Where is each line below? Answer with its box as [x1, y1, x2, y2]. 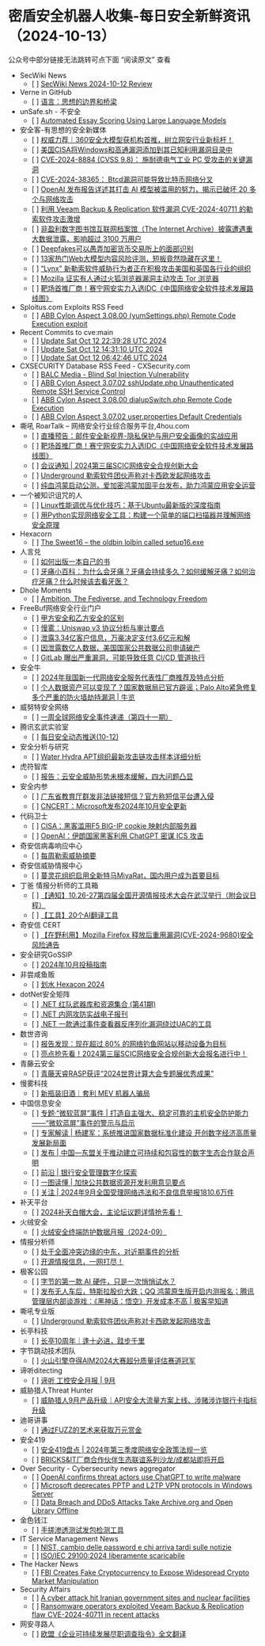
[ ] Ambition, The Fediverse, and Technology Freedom [31, 593, 208, 603]
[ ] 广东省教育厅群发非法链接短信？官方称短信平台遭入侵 [31, 791, 214, 801]
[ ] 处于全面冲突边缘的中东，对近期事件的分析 [31, 1247, 180, 1256]
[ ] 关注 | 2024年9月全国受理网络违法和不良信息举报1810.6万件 [31, 1187, 235, 1197]
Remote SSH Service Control [31, 386, 126, 396]
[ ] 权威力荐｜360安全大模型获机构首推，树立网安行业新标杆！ [31, 135, 234, 144]
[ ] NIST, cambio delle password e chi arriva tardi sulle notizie [31, 1542, 232, 1552]
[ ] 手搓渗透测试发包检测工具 [31, 1525, 124, 1534]
